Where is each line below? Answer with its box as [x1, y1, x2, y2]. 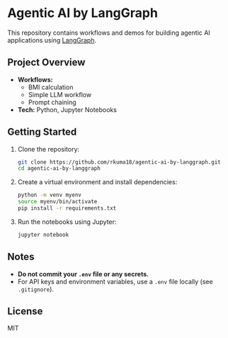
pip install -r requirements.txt [17, 205, 117, 212]
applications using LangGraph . [7, 35, 97, 44]
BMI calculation [28, 83, 74, 91]
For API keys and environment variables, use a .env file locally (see [17, 277, 214, 286]
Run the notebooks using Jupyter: [17, 218, 117, 226]
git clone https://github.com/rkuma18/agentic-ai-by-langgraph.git [17, 158, 221, 166]
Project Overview [7, 57, 86, 69]
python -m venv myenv [17, 191, 81, 199]
